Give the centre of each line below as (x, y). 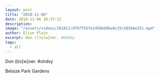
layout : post (19, 10)
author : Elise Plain (27, 33)
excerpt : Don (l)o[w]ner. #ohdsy (40, 38)
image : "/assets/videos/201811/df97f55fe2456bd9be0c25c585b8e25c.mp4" (80, 28)
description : (19, 24)
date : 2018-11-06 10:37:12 (33, 19)
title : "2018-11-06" (27, 14)
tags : (11, 42)
